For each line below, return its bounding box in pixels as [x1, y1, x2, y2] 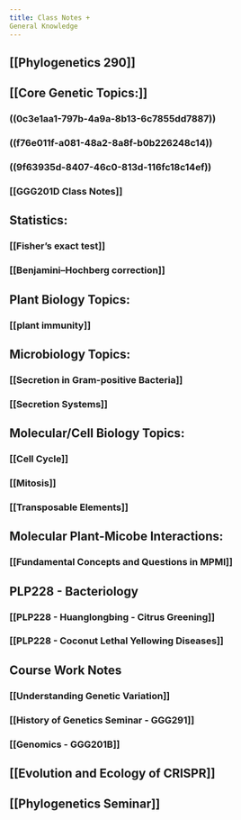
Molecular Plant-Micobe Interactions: [9, 529, 224, 544]
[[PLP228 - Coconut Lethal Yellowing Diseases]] [9, 634, 225, 647]
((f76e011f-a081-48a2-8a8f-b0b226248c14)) [9, 137, 213, 150]
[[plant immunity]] [9, 319, 92, 332]
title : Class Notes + [9, 13, 91, 23]
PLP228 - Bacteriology [9, 583, 139, 599]
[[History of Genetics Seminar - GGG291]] [9, 714, 195, 726]
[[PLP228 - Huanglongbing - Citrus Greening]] [9, 610, 216, 623]
